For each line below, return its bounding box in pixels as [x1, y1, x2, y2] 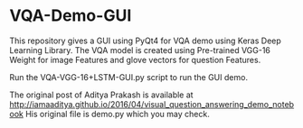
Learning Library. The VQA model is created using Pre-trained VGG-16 [9, 44, 271, 55]
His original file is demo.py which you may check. [25, 108, 210, 119]
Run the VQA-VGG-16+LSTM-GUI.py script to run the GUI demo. [9, 71, 249, 82]
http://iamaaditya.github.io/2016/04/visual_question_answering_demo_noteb [9, 98, 295, 109]
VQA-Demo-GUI [9, 5, 132, 26]
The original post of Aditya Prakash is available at [9, 89, 194, 100]
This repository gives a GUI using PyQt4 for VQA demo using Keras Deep [9, 35, 282, 46]
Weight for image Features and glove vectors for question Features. [9, 54, 261, 65]
